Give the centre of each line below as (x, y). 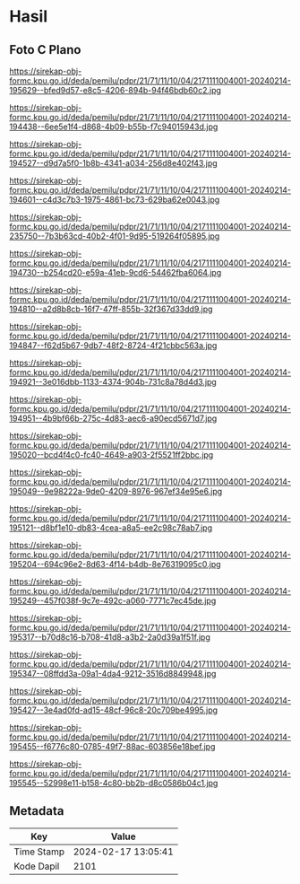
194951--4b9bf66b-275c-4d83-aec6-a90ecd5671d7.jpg (113, 418)
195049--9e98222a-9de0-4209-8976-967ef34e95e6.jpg (116, 491)
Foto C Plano (45, 50)
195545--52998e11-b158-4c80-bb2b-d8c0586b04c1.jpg (114, 783)
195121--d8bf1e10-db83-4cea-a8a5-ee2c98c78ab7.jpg (111, 528)
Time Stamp (39, 852)
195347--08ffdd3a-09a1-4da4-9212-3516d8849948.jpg (113, 674)
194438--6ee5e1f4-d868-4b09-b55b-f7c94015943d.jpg (114, 127)
